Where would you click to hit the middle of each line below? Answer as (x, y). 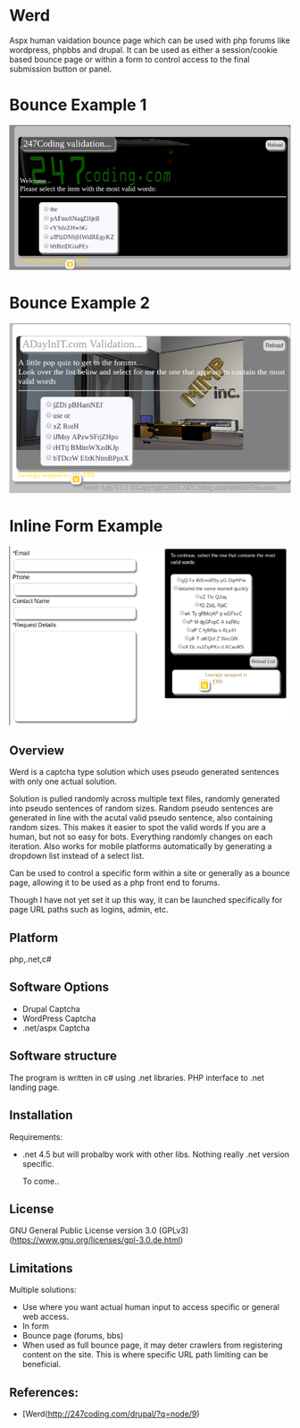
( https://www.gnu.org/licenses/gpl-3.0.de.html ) (96, 1240)
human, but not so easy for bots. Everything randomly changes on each (141, 837)
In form (35, 1326)
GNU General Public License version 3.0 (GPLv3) (99, 1230)
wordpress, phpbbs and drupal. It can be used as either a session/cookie (144, 49)
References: (44, 1392)
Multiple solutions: (43, 1290)
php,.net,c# (30, 959)
